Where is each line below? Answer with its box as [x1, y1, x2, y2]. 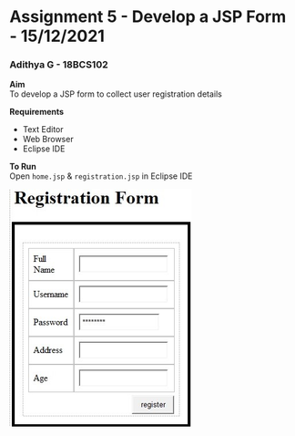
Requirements [9, 107, 65, 118]
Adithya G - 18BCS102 [9, 58, 108, 71]
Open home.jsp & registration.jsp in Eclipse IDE [9, 171, 193, 182]
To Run [9, 161, 36, 172]
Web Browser [22, 134, 75, 145]
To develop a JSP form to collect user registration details [9, 88, 223, 99]
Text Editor [22, 124, 64, 135]
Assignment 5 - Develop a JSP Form [9, 6, 287, 27]
